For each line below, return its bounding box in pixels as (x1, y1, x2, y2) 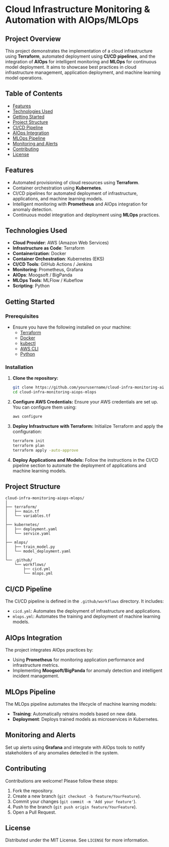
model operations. (5, 75, 43, 80)
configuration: (12, 429, 42, 435)
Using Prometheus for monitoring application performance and (12, 657, 145, 663)
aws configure (12, 414, 42, 419)
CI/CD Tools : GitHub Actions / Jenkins (12, 261, 92, 267)
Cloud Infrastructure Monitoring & (5, 4, 150, 15)
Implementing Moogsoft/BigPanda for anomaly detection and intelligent (12, 667, 162, 674)
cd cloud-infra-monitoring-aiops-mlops (12, 390, 97, 395)
